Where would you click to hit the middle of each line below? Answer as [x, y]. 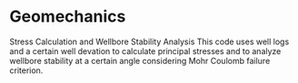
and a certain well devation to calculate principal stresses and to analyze [145, 51]
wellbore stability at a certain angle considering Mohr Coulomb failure [140, 60]
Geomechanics [68, 17]
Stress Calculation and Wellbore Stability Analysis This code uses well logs [149, 41]
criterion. [26, 70]
